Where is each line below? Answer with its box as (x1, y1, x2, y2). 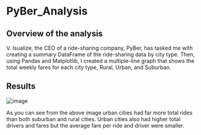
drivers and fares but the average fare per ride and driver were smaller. (6, 122, 185, 129)
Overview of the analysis (6, 28, 103, 39)
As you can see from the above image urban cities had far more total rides (6, 109, 193, 116)
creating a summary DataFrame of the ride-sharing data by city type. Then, (6, 51, 195, 58)
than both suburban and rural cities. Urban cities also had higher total (6, 115, 181, 122)
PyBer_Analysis (6, 4, 88, 18)
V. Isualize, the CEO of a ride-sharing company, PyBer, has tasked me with (6, 44, 193, 51)
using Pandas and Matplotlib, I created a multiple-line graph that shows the (6, 58, 195, 64)
